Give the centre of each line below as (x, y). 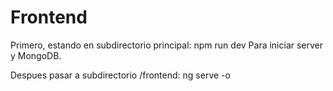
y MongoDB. (36, 55)
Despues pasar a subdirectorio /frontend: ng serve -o (120, 75)
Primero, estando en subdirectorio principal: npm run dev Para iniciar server (167, 45)
